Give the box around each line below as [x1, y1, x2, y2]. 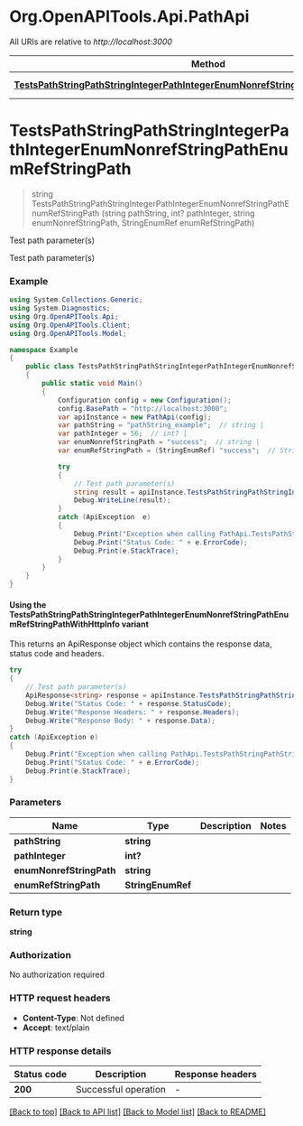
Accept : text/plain [22, 1022, 90, 1033]
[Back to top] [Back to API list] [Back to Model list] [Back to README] [9, 1106, 266, 1117]
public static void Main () [41, 379, 143, 388]
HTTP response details [9, 1045, 112, 1057]
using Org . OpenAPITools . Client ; [9, 321, 131, 330]
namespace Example [9, 345, 78, 354]
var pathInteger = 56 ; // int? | [57, 429, 188, 439]
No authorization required [9, 969, 106, 981]
